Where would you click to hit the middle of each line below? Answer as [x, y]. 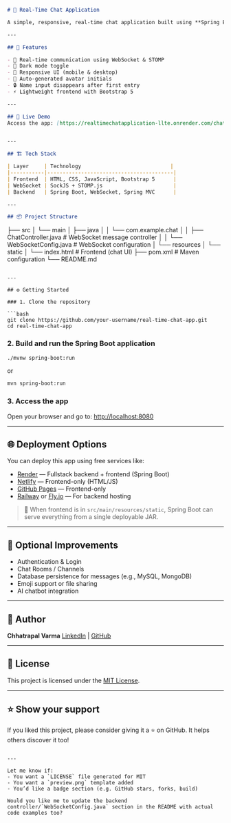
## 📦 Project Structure [42, 217]
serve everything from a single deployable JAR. [91, 517]
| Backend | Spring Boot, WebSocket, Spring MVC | [92, 192]
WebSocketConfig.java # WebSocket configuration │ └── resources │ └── [114, 245]
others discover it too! [38, 740]
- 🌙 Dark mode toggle [38, 66]
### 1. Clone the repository [49, 302]
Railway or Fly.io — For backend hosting [74, 496]
